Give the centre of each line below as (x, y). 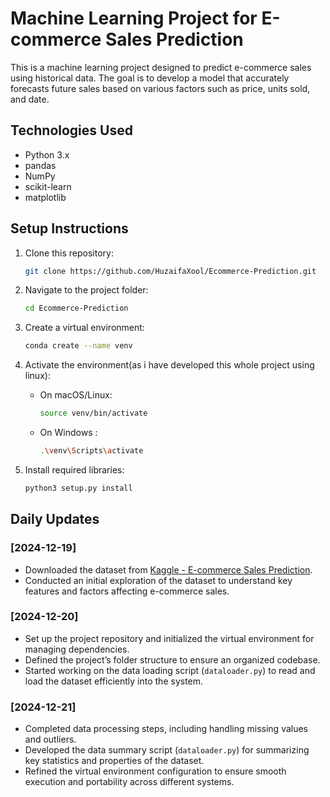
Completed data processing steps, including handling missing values (166, 729)
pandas (40, 165)
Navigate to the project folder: (86, 290)
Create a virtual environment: (84, 328)
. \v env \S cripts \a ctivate (91, 451)
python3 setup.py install (78, 488)
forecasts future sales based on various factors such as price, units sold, (160, 88)
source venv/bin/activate (93, 413)
